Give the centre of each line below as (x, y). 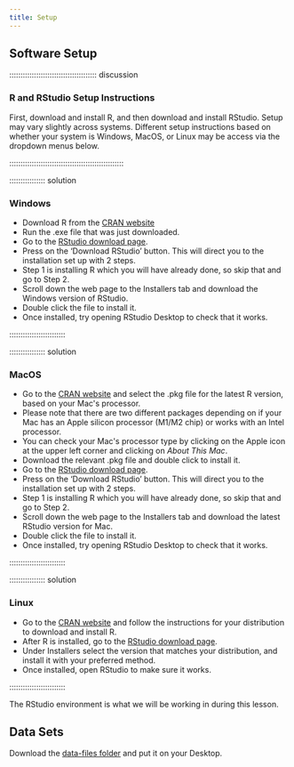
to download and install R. (69, 632)
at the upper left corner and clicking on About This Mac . (125, 451)
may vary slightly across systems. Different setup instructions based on (140, 126)
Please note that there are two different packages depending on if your (152, 413)
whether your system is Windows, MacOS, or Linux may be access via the (145, 136)
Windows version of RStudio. (75, 298)
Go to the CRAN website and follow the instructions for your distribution (153, 622)
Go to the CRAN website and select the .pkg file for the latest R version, (153, 394)
